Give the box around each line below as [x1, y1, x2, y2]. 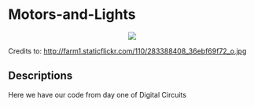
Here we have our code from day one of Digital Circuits [8, 90, 187, 99]
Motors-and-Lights [8, 6, 136, 24]
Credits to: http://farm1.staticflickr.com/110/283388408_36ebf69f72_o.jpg [8, 46, 247, 56]
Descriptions [8, 69, 73, 83]
